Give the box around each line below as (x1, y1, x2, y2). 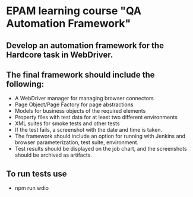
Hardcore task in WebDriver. (6, 49, 113, 60)
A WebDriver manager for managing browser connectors (14, 95, 154, 102)
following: (6, 79, 45, 89)
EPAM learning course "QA (6, 4, 142, 18)
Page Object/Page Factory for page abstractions (14, 101, 134, 108)
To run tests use (6, 169, 67, 179)
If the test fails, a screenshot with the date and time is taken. (14, 126, 163, 134)
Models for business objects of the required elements (14, 107, 146, 115)
